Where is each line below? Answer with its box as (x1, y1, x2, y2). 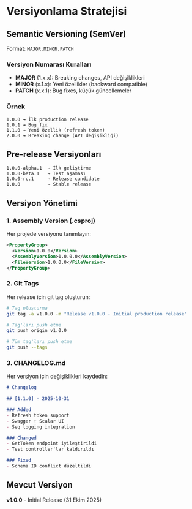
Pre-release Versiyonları (6, 149, 102, 159)
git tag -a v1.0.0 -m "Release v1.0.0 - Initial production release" (6, 311, 188, 317)
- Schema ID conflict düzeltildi (6, 463, 92, 469)
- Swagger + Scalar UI (6, 418, 64, 424)
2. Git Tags (6, 279, 39, 288)
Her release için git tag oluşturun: (6, 293, 90, 301)
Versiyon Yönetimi (6, 198, 78, 208)
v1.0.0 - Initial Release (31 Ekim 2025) (6, 496, 102, 503)
